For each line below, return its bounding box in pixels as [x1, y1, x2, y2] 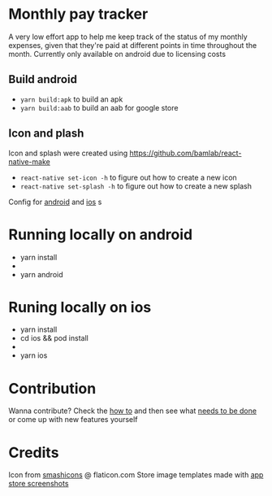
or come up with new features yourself [8, 415, 138, 424]
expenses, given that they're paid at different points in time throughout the [8, 40, 257, 50]
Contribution [8, 379, 97, 398]
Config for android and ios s [8, 197, 102, 207]
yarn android [19, 269, 63, 279]
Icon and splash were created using [8, 148, 128, 158]
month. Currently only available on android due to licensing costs [8, 49, 226, 59]
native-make [8, 156, 50, 167]
